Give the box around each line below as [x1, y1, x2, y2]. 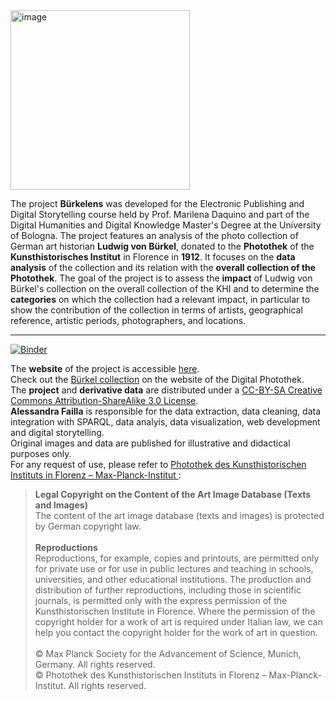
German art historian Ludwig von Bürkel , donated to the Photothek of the [10, 240, 315, 252]
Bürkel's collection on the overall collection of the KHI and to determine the [10, 283, 320, 294]
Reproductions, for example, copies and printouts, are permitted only [34, 552, 320, 564]
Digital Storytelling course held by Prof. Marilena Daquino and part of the [10, 209, 310, 220]
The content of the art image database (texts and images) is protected [34, 510, 325, 521]
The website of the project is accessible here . [10, 363, 200, 374]
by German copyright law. [34, 520, 142, 532]
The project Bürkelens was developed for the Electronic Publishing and [10, 198, 305, 209]
